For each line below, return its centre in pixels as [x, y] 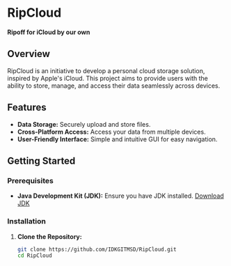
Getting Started [41, 161]
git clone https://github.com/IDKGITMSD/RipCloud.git [97, 249]
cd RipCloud [34, 256]
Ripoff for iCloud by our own [49, 32]
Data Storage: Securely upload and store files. [84, 124]
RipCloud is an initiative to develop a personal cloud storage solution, [106, 70]
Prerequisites [30, 180]
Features [27, 108]
